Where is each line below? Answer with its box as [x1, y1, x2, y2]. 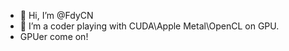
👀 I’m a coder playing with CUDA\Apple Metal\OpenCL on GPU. [19, 20, 280, 32]
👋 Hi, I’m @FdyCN [19, 10, 94, 21]
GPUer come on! [19, 31, 89, 42]
